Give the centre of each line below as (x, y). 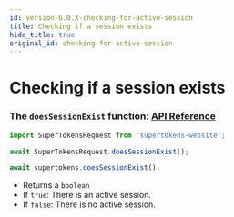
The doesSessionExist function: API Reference (113, 116)
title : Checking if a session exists (81, 26)
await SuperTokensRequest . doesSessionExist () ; (99, 152)
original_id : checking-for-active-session (91, 43)
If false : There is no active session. (89, 204)
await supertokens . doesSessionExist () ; (85, 168)
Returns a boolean (56, 185)
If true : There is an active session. (87, 195)
